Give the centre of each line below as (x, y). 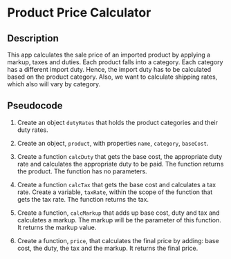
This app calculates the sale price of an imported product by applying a (109, 55)
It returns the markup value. (57, 227)
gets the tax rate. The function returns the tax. (83, 199)
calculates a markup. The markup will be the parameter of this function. (119, 220)
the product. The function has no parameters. (82, 171)
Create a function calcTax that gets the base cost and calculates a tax (117, 184)
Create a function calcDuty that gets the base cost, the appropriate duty (120, 156)
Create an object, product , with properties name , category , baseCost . (113, 143)
